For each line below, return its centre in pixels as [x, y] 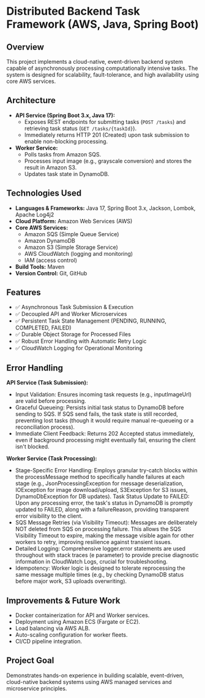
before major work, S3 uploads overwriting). [71, 581]
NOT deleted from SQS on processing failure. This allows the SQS [98, 529]
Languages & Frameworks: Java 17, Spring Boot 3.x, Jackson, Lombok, [105, 208]
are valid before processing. [51, 401]
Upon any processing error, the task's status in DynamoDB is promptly [104, 503]
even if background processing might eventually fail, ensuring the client [105, 440]
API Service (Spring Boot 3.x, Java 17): [65, 115]
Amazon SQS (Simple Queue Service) [72, 234]
